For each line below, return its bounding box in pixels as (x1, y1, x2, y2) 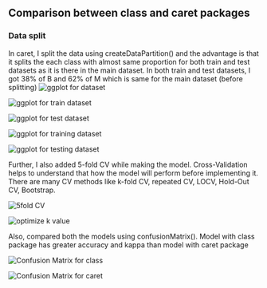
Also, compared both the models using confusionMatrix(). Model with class (8, 231, 255, 241)
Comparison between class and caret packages (8, 6, 250, 20)
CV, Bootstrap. (8, 185, 56, 195)
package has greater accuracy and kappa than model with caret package (8, 239, 249, 250)
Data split (8, 30, 46, 41)
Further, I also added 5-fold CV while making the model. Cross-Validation (8, 160, 249, 169)
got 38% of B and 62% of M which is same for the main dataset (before (8, 73, 243, 83)
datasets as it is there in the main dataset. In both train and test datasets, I (8, 65, 251, 75)
